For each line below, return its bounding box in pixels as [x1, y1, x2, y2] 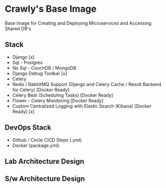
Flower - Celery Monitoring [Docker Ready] [12, 97, 103, 103]
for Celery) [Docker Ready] [12, 87, 70, 93]
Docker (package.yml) [12, 142, 59, 149]
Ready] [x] [12, 108, 35, 114]
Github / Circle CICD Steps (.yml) [12, 137, 82, 143]
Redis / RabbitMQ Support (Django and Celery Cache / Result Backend [12, 81, 162, 87]
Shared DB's [5, 25, 31, 31]
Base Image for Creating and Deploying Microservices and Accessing [5, 20, 152, 26]
